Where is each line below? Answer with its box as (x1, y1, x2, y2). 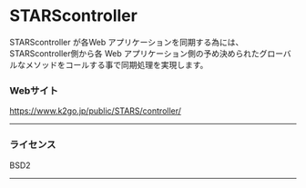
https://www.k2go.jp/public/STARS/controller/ (9, 105, 182, 116)
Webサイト (9, 84, 59, 96)
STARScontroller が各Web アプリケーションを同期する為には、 (9, 36, 244, 47)
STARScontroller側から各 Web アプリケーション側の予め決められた (9, 47, 260, 59)
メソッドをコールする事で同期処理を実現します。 (25, 59, 209, 70)
